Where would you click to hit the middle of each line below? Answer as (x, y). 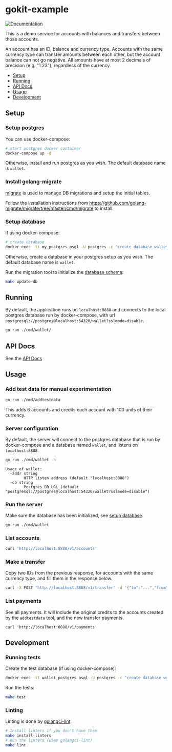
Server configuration (32, 428)
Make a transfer (25, 562)
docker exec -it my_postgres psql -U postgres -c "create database (79, 247)
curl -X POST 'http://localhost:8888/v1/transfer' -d (64, 588)
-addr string (24, 473)
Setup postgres (25, 128)
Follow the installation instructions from (47, 203)
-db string (21, 482)
